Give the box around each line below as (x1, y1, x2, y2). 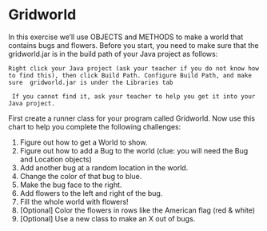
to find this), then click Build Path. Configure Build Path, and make (8, 71, 252, 79)
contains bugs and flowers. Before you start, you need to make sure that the (8, 40, 259, 50)
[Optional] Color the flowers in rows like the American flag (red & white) (19, 205, 256, 215)
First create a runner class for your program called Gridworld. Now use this (8, 114, 256, 123)
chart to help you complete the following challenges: (8, 121, 181, 131)
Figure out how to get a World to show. (19, 137, 148, 147)
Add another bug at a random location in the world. (19, 162, 189, 173)
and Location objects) (19, 154, 92, 164)
